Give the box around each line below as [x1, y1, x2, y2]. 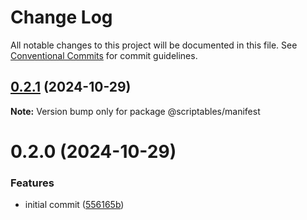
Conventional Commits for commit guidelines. [10, 49, 198, 61]
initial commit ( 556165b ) [24, 199, 125, 211]
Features [10, 176, 55, 190]
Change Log [10, 6, 113, 29]
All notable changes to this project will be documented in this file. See [10, 39, 298, 51]
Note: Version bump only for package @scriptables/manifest [10, 105, 261, 117]
